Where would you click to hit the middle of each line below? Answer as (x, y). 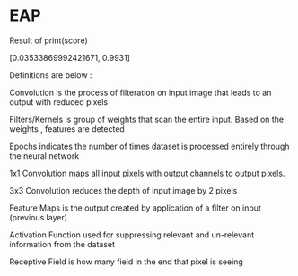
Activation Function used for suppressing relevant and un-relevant (132, 235)
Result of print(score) (48, 40)
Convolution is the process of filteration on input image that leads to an (140, 92)
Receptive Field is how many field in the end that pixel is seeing (127, 262)
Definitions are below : (51, 75)
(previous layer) (39, 217)
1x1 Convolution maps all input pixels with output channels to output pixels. (147, 173)
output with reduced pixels (59, 102)
